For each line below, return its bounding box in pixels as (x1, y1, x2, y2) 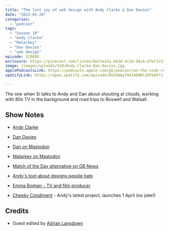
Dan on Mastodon (12, 144, 50, 150)
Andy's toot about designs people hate (12, 173, 93, 179)
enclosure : (5, 59, 28, 64)
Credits (5, 207, 29, 215)
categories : (5, 17, 30, 22)
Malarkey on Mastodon (12, 153, 60, 159)
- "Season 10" (10, 31, 39, 36)
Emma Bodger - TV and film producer (12, 182, 91, 188)
